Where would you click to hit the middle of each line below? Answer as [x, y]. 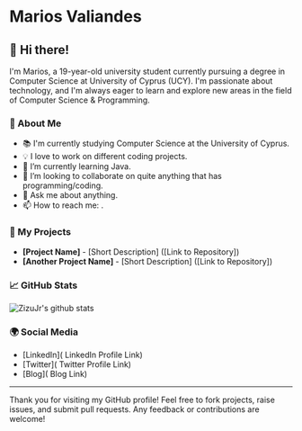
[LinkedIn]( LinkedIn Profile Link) [83, 355]
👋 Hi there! [40, 50]
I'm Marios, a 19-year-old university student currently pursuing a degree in [147, 71]
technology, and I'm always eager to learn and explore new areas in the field [151, 90]
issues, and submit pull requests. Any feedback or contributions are [134, 409]
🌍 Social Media [44, 332]
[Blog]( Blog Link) [55, 374]
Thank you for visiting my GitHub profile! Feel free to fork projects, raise [142, 400]
